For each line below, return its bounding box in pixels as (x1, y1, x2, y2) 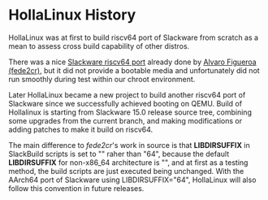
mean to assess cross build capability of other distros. (8, 41, 190, 50)
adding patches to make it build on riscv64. (8, 124, 153, 134)
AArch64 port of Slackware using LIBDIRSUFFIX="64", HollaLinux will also (8, 175, 257, 185)
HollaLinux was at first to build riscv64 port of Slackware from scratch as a (8, 33, 258, 42)
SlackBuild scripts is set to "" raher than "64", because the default (8, 149, 230, 159)
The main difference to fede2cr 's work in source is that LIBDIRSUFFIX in (8, 140, 250, 150)
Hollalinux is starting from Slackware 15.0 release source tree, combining (8, 107, 252, 117)
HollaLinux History (8, 6, 136, 24)
